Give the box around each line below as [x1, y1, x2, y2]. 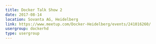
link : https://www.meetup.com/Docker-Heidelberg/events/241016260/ [5, 21, 151, 27]
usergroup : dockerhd [5, 26, 49, 31]
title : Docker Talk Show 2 [5, 7, 63, 13]
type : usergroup [5, 31, 40, 36]
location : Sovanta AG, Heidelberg [5, 17, 79, 22]
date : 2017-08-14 [5, 12, 42, 17]
